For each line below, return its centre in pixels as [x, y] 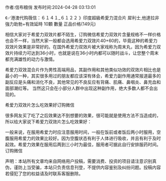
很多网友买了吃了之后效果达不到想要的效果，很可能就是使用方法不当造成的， [83, 115]
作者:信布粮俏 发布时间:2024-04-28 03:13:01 [50, 7]
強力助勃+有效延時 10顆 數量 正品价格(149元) [51, 24]
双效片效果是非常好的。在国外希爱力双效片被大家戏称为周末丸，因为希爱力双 [83, 47]
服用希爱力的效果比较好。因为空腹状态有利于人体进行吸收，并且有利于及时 [85, 138]
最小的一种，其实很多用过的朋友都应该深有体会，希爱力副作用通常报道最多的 [83, 76]
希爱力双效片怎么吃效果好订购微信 [40, 105]
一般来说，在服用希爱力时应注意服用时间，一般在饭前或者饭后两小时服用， [81, 132]
